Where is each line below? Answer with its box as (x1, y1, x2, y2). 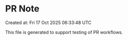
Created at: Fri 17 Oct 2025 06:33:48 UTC (5, 19, 92, 25)
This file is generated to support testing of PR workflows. (5, 29, 123, 35)
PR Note (5, 3, 40, 14)
